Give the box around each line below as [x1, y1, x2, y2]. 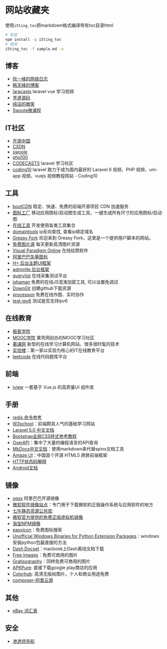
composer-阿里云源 [12, 577, 54, 583]
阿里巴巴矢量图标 [12, 253, 48, 259]
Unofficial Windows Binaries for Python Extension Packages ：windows [12, 533, 159, 539]
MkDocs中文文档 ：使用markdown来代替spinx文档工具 [12, 446, 124, 452]
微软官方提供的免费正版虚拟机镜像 [12, 514, 83, 521]
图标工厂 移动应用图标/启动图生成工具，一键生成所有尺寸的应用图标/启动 [12, 210, 162, 216]
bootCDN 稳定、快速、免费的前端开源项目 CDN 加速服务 [12, 203, 129, 209]
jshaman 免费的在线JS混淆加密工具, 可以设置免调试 [12, 279, 119, 285]
